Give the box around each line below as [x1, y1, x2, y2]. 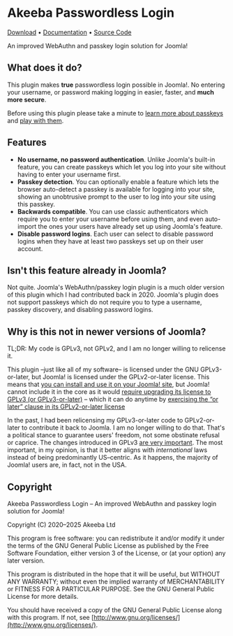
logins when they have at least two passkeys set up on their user [17, 236, 204, 246]
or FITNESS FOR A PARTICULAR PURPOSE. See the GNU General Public [7, 585, 215, 593]
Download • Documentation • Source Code [7, 28, 132, 36]
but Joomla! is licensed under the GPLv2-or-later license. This [31, 373, 210, 381]
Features [7, 136, 47, 148]
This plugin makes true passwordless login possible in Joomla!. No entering [7, 80, 225, 89]
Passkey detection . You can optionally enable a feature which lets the [17, 177, 220, 186]
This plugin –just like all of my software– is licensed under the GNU [7, 365, 199, 374]
